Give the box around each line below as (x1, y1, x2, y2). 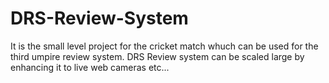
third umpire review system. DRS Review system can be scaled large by (10, 50, 305, 62)
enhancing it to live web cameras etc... (10, 61, 170, 73)
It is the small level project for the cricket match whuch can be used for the (10, 40, 319, 52)
